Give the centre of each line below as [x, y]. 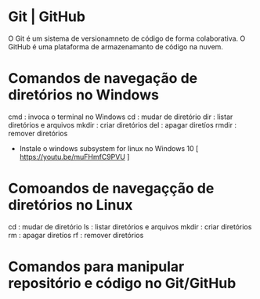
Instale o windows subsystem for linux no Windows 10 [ [109, 148]
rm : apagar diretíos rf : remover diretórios [76, 235]
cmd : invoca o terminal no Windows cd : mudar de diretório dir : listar [121, 117]
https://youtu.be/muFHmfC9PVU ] [74, 157]
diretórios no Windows [83, 95]
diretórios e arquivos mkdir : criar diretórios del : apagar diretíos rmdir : [123, 124]
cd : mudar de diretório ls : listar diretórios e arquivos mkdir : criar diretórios [130, 226]
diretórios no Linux [70, 205]
